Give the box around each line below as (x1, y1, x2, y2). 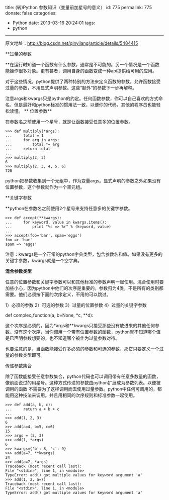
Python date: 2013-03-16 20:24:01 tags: (12, 20, 96, 26)
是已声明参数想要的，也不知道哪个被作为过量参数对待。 (5, 335, 120, 341)
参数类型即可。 (14, 352, 45, 358)
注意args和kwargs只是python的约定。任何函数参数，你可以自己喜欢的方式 (5, 95, 158, 102)
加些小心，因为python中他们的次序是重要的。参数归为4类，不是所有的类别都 (5, 285, 163, 291)
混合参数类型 (5, 268, 32, 274)
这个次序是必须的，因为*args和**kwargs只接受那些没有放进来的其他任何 (5, 323, 155, 328)
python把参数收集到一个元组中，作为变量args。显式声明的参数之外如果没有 (5, 178, 161, 183)
